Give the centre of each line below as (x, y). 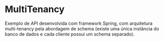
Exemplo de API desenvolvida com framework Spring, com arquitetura (79, 23)
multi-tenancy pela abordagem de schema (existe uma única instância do (82, 28)
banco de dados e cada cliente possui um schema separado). (70, 34)
